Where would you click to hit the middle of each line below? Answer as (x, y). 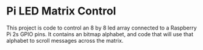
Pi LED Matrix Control (61, 11)
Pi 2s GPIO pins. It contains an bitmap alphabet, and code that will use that (100, 34)
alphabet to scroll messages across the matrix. (65, 40)
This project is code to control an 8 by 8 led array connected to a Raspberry (101, 28)
